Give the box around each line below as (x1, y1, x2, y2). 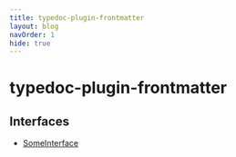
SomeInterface (22, 138, 79, 149)
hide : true (9, 38, 51, 48)
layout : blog (9, 22, 59, 31)
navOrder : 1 (9, 30, 55, 39)
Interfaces (9, 113, 70, 129)
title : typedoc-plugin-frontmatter (9, 13, 145, 23)
